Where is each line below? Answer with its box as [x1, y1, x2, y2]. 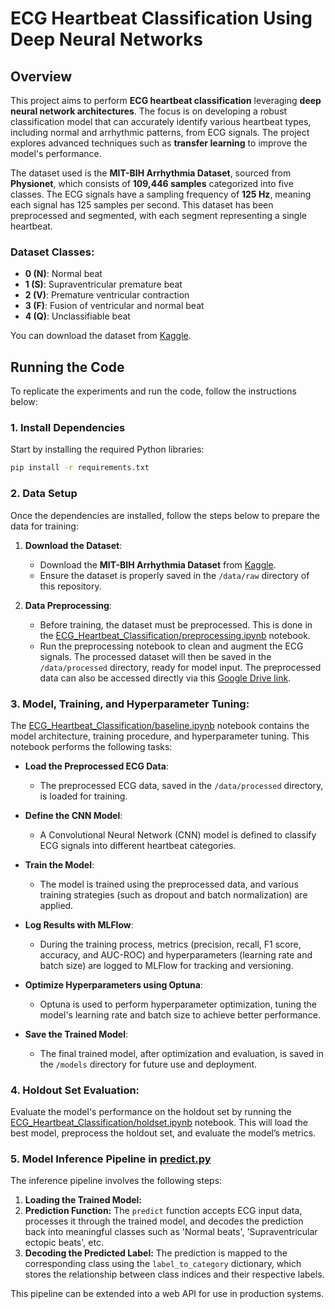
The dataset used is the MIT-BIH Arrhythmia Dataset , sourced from [10, 167, 292, 179]
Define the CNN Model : [24, 809, 123, 821]
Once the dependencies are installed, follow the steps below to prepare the [10, 509, 320, 521]
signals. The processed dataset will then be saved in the [39, 650, 272, 662]
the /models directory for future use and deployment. [39, 1058, 258, 1070]
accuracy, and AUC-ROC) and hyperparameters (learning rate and [39, 948, 313, 961]
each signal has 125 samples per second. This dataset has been [10, 199, 274, 211]
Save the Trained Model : [24, 1028, 128, 1040]
